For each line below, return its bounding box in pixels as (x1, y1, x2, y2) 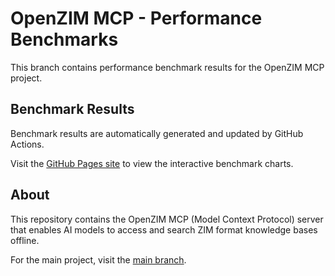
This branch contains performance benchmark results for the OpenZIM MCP (10, 61, 325, 73)
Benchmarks (10, 28, 119, 51)
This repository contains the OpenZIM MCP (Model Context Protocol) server (10, 213, 324, 225)
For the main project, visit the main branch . (10, 253, 187, 266)
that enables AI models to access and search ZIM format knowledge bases (10, 223, 318, 236)
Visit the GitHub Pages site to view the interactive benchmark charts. (10, 157, 294, 169)
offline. (10, 234, 40, 246)
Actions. (10, 138, 45, 150)
